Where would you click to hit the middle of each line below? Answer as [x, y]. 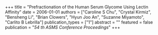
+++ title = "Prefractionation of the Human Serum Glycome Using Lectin [77, 7]
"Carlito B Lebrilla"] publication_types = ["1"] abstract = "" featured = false [79, 22]
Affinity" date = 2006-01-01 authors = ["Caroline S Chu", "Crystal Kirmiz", [78, 12]
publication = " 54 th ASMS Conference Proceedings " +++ [63, 27]
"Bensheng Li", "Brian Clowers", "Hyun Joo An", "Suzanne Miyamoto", [75, 17]
